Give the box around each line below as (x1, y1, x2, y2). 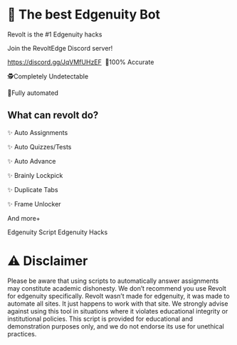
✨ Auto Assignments (7, 128, 68, 136)
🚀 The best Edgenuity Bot (7, 6, 161, 23)
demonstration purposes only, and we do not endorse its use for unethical (7, 321, 224, 331)
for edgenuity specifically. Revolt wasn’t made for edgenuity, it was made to (7, 291, 230, 300)
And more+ (7, 214, 41, 222)
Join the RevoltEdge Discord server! (7, 44, 113, 52)
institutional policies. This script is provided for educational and (7, 314, 194, 323)
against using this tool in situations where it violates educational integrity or (7, 306, 228, 315)
